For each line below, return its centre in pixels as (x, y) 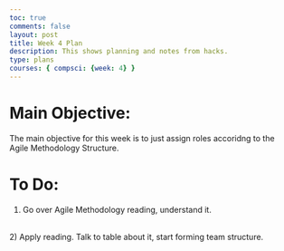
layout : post (34, 34)
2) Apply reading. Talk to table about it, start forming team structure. (137, 237)
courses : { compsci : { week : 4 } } (72, 69)
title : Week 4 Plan (46, 43)
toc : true (28, 18)
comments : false (40, 26)
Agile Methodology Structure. (64, 148)
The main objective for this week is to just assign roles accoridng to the (142, 138)
